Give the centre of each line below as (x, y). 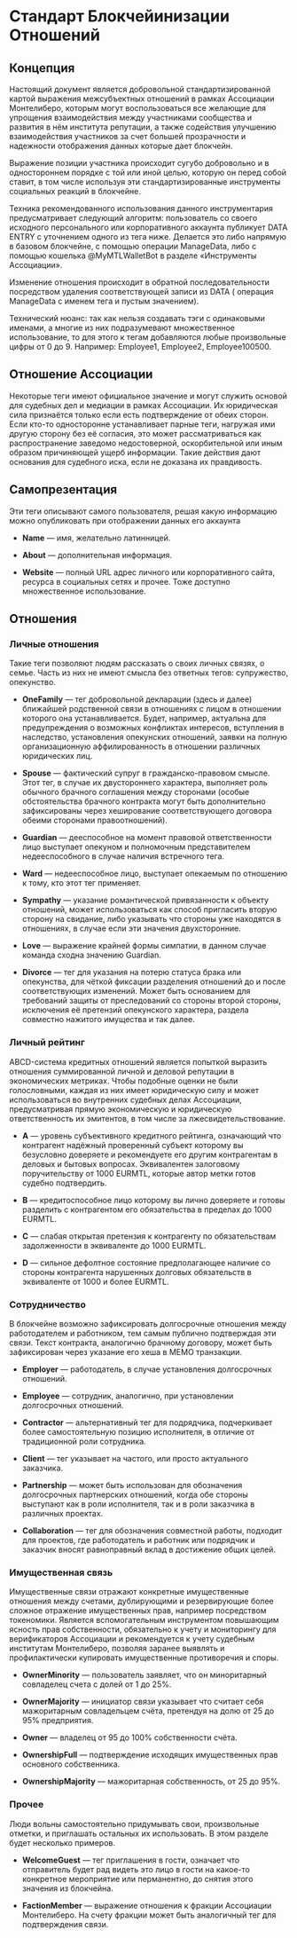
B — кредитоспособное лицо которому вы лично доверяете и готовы (153, 1200)
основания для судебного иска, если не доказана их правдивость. (136, 461)
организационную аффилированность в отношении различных (141, 746)
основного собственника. (71, 1764)
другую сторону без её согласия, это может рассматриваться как (135, 433)
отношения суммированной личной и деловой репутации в (122, 1071)
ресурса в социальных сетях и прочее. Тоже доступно (126, 581)
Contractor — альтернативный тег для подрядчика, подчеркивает (147, 1422)
